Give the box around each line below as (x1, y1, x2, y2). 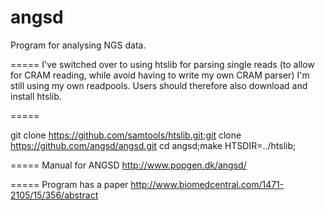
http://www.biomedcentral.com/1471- (130, 178, 285, 190)
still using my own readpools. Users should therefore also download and (10, 79, 308, 91)
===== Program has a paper (10, 178, 129, 190)
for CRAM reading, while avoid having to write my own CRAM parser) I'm (10, 69, 310, 81)
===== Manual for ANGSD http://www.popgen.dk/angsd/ (10, 159, 247, 171)
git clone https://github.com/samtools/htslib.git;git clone (10, 129, 242, 141)
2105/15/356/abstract (10, 189, 99, 201)
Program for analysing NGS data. (10, 39, 147, 51)
